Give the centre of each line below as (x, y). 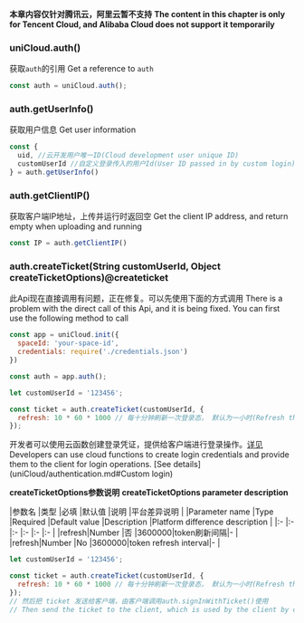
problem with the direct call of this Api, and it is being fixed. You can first (145, 309)
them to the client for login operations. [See (90, 465)
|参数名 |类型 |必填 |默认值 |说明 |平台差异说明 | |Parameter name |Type (142, 512)
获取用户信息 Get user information (73, 129)
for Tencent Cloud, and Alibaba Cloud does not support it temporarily (142, 24)
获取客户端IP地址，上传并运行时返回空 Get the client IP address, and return (149, 216)
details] (187, 465)
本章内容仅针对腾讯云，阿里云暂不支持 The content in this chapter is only (147, 14)
